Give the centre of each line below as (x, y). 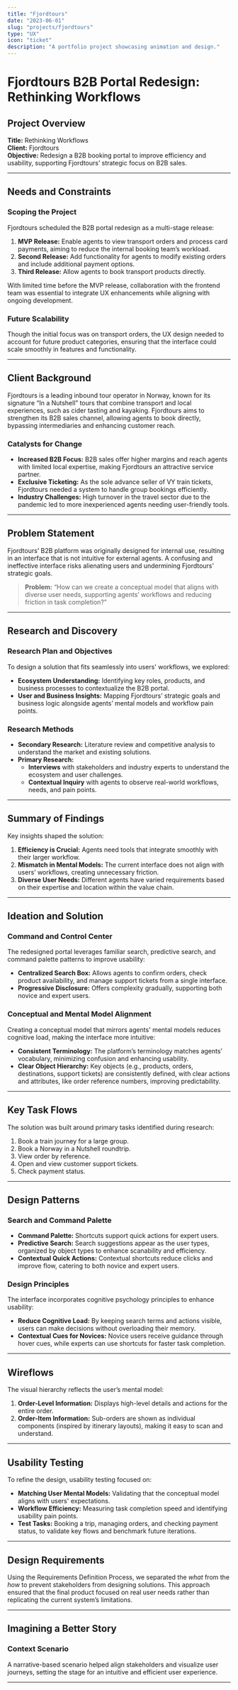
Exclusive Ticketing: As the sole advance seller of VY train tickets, (115, 482)
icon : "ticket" (30, 40)
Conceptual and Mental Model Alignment (79, 1014)
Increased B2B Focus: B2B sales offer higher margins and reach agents (123, 459)
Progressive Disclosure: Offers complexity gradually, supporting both (120, 988)
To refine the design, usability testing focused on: (80, 1480)
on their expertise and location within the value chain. (96, 887)
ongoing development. (40, 300)
